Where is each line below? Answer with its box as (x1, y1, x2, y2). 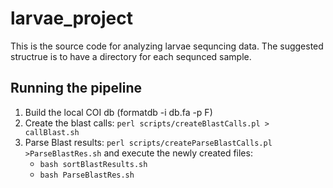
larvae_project (10, 7, 133, 30)
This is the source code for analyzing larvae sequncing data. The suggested (10, 40, 324, 52)
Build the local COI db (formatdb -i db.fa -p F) (24, 106, 213, 118)
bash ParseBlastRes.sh (39, 170, 135, 180)
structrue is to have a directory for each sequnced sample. (10, 50, 252, 62)
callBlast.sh (24, 127, 80, 137)
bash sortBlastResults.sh (39, 159, 148, 169)
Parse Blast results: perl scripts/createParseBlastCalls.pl (24, 136, 273, 148)
